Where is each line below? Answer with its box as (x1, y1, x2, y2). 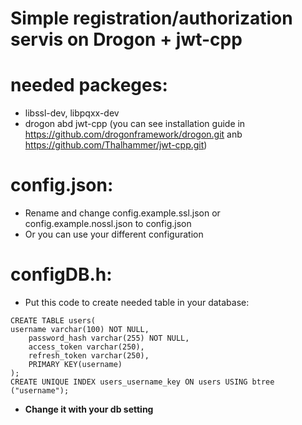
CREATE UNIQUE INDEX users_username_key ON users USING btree (10, 377, 275, 387)
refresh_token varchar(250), (28, 351, 150, 361)
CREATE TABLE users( (10, 316, 97, 326)
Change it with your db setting (24, 403, 154, 415)
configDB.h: (10, 263, 113, 286)
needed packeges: (10, 74, 168, 97)
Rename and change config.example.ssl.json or (24, 207, 221, 219)
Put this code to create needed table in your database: (24, 297, 250, 308)
